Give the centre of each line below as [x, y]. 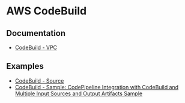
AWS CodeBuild [47, 11]
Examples [25, 66]
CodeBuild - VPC [36, 47]
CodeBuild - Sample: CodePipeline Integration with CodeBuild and [97, 87]
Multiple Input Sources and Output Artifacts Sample [79, 93]
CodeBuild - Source [39, 81]
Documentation [36, 33]
